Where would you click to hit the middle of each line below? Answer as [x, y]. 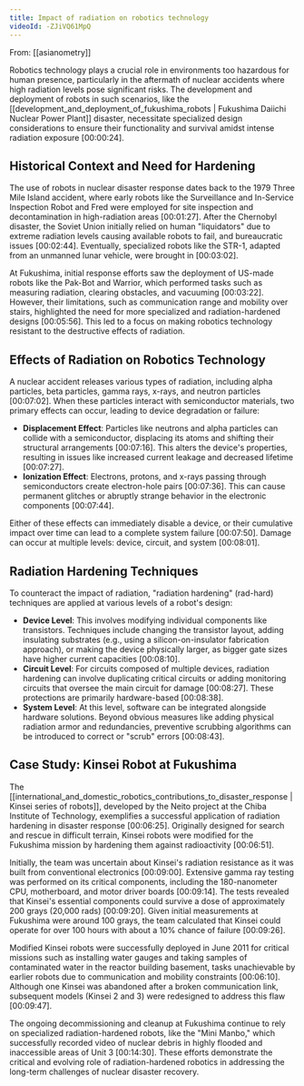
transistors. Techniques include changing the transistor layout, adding [153, 629]
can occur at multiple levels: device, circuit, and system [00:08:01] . [135, 543]
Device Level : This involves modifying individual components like [145, 620]
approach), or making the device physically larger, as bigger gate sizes [155, 649]
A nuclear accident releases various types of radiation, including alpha [141, 382]
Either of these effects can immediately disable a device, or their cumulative [151, 523]
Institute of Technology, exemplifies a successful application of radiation [145, 816]
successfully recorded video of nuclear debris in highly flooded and [136, 1042]
